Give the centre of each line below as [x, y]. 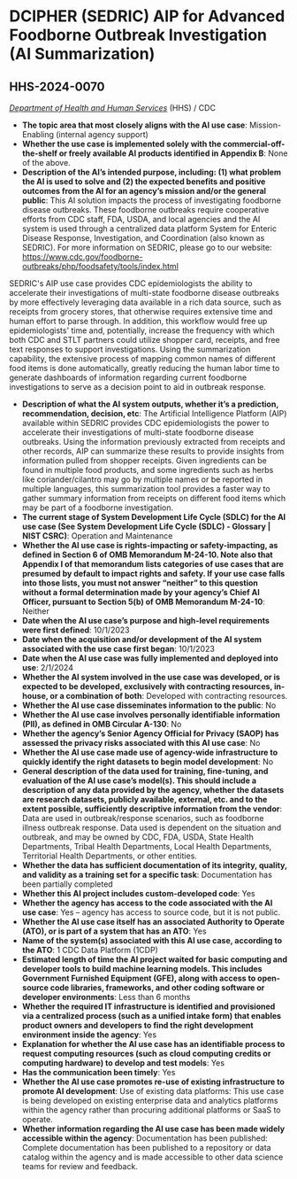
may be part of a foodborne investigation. [98, 508]
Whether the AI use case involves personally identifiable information [151, 714]
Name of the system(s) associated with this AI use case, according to [152, 940]
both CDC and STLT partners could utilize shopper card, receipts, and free [145, 340]
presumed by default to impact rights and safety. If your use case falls [153, 574]
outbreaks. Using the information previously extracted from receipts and [153, 442]
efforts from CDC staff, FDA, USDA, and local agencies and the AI [141, 219]
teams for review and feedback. [80, 1166]
